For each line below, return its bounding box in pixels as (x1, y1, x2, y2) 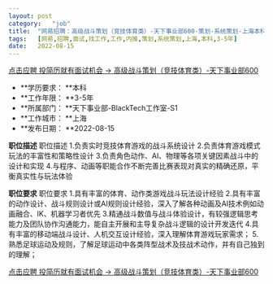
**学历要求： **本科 (19, 83, 87, 93)
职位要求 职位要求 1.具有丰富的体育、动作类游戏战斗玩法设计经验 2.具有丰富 (8, 189, 262, 199)
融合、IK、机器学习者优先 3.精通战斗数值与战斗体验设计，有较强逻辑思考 (15, 209, 258, 219)
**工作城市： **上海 (19, 113, 87, 123)
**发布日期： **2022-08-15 (19, 124, 115, 133)
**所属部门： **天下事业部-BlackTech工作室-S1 (19, 103, 179, 113)
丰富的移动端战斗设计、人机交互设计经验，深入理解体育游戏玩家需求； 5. (15, 229, 258, 239)
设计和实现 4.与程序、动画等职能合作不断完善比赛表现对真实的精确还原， (8, 161, 252, 171)
